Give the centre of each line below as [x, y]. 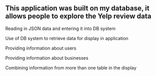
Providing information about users [41, 48]
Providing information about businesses [47, 58]
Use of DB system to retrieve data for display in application [67, 38]
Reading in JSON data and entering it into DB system [60, 28]
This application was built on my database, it [77, 8]
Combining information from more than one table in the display [71, 67]
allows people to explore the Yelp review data [78, 16]
